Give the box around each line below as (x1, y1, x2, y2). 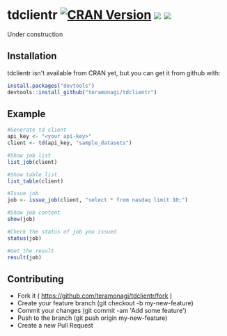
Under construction (7, 30, 63, 38)
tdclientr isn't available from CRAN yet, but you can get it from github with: (7, 68, 221, 77)
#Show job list (7, 152, 52, 159)
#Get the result (7, 247, 54, 254)
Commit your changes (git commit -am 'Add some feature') (17, 307, 187, 315)
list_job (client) (7, 158, 58, 165)
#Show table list (7, 171, 58, 178)
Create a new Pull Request (17, 321, 94, 330)
